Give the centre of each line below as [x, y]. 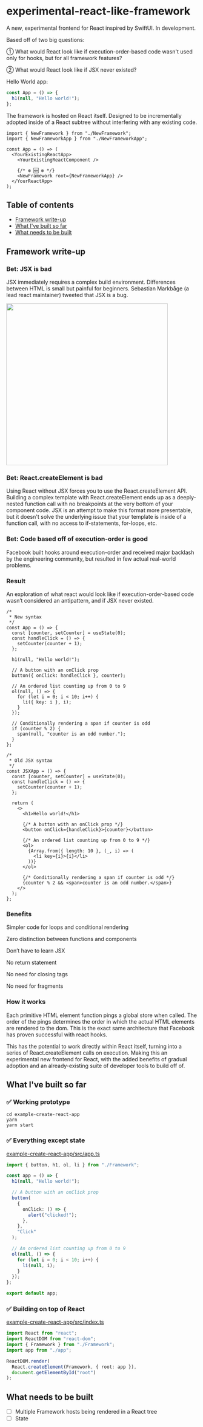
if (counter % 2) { [36, 728]
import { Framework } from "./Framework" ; [61, 1345]
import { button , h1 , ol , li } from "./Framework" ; [73, 1165]
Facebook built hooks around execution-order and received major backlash [100, 552]
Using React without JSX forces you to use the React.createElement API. [97, 491]
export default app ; [32, 1293]
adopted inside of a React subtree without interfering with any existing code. [102, 122]
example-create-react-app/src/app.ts [53, 1154]
